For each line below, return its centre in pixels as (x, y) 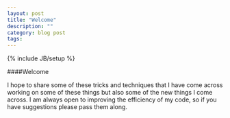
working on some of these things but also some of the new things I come (110, 93)
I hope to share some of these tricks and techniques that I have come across (115, 85)
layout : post (26, 13)
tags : (15, 39)
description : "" (30, 26)
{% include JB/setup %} (41, 58)
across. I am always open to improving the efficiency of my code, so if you (112, 99)
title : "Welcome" (32, 20)
